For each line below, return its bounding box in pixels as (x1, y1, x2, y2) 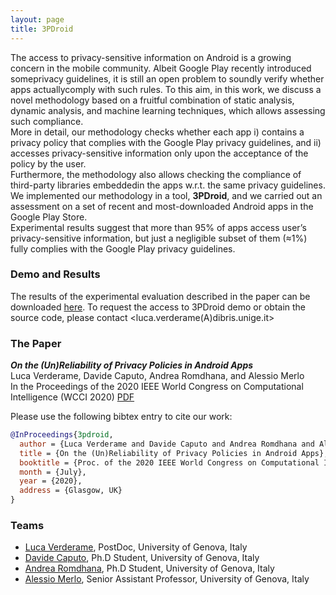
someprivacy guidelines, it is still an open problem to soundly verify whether (10, 72, 325, 85)
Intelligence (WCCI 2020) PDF (10, 391, 135, 403)
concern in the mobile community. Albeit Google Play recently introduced (10, 62, 312, 74)
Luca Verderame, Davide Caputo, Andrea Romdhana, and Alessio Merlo (10, 370, 305, 382)
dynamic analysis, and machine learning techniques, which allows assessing (10, 104, 326, 116)
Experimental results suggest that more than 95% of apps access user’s (10, 221, 307, 233)
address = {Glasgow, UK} (19, 486, 123, 496)
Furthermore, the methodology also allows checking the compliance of (10, 168, 302, 180)
